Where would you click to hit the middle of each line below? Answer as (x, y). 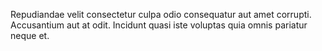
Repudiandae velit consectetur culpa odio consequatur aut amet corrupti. (161, 14)
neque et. (30, 35)
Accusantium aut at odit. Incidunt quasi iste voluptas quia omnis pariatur (159, 25)
